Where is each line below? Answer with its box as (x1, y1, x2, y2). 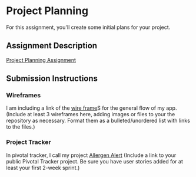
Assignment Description (6, 41, 98, 51)
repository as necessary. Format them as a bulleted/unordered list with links (6, 117, 190, 124)
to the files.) (6, 123, 35, 130)
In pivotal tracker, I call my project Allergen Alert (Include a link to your (6, 152, 177, 159)
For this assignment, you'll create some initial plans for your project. (6, 24, 171, 31)
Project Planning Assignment (6, 56, 77, 63)
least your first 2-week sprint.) (6, 164, 80, 171)
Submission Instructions (6, 74, 98, 84)
